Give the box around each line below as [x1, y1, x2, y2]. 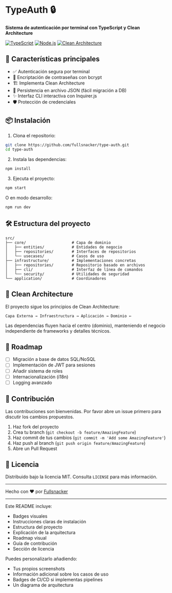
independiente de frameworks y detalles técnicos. [5, 328, 111, 334]
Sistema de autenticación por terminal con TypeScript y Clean [5, 24, 140, 31]
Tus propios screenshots [12, 566, 66, 572]
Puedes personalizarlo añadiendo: [5, 556, 78, 562]
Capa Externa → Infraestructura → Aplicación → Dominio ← [5, 313, 132, 318]
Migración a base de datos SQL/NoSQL [12, 356, 96, 362]
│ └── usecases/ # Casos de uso [5, 253, 104, 259]
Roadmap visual [12, 535, 47, 541]
